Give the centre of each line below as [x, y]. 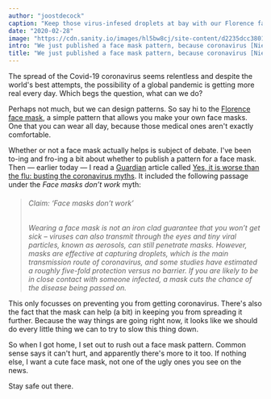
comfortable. [29, 135]
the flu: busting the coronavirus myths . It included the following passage [128, 176]
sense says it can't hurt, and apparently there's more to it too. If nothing [127, 353]
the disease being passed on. [77, 288]
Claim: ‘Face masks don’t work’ [81, 203]
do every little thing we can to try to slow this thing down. [104, 329]
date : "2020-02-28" [41, 31]
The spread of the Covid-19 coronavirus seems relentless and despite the [130, 76]
